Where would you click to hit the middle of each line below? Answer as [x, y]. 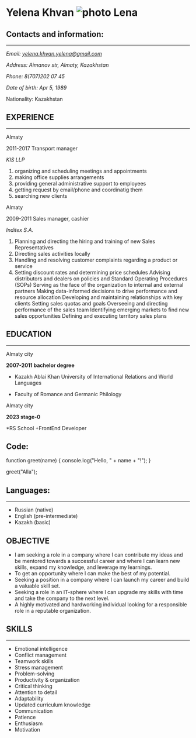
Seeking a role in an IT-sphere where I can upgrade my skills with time [99, 592]
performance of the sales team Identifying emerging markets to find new [102, 310]
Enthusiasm [28, 723]
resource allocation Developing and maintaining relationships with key [98, 297]
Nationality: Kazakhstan [34, 99]
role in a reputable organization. [53, 611]
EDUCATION [29, 334]
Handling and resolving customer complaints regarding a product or [96, 260]
